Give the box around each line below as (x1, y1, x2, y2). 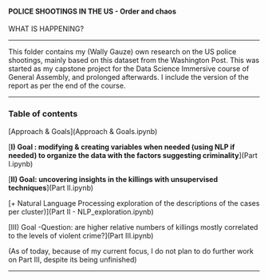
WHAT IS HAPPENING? (8, 24, 85, 34)
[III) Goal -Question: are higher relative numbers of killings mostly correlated (8, 222, 258, 231)
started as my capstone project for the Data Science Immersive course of (8, 64, 250, 73)
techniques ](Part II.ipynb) (8, 183, 94, 192)
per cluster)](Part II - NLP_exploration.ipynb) (8, 207, 154, 216)
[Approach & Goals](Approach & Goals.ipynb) (8, 126, 158, 136)
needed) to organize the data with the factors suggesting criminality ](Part (8, 150, 258, 160)
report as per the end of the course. (8, 81, 126, 91)
